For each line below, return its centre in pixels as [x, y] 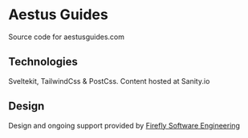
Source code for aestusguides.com [66, 37]
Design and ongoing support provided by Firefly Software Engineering [124, 125]
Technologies [43, 62]
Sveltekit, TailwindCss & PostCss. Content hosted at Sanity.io [109, 81]
